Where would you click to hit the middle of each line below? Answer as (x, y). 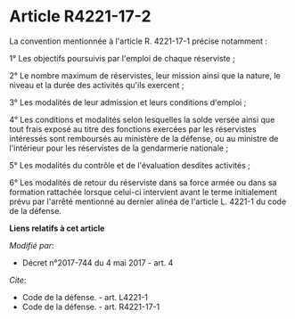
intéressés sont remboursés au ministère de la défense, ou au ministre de (144, 138)
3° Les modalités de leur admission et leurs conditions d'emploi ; (128, 102)
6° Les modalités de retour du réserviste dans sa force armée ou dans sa (143, 182)
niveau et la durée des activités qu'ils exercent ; (97, 85)
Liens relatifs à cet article (57, 228)
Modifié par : (32, 245)
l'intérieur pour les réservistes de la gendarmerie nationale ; (119, 148)
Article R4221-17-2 (80, 16)
